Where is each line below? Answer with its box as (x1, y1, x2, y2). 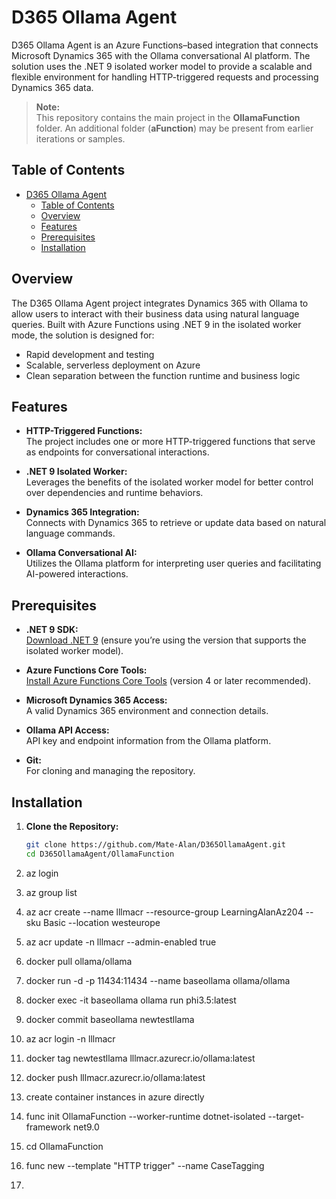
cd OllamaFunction (25, 1140, 104, 1152)
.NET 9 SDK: (25, 624, 79, 636)
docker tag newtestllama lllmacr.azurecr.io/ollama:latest (25, 1052, 256, 1064)
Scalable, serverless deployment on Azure (25, 359, 201, 371)
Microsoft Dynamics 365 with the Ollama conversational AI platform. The (11, 49, 311, 61)
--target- (267, 1110, 305, 1122)
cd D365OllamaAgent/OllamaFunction (25, 849, 175, 859)
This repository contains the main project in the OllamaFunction (35, 111, 301, 123)
